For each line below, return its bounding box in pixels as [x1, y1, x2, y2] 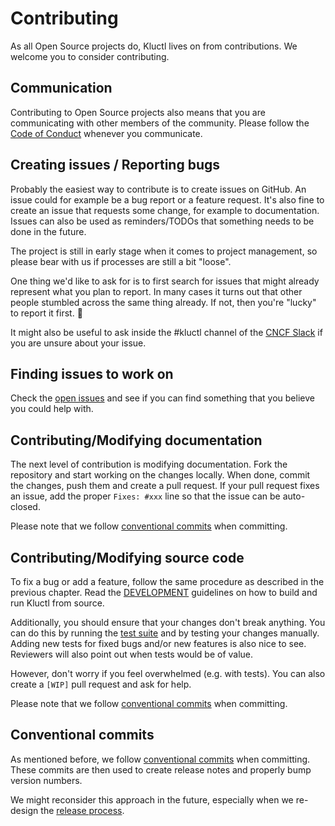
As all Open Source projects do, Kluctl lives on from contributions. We [10, 40, 298, 52]
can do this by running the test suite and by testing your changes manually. [10, 627, 320, 639]
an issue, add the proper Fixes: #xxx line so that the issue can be [10, 490, 281, 502]
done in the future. [10, 225, 87, 237]
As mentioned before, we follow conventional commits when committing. [10, 753, 311, 765]
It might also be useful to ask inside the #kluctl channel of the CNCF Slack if [10, 326, 323, 338]
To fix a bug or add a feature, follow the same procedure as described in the [10, 576, 325, 587]
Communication [10, 80, 113, 97]
